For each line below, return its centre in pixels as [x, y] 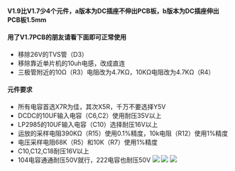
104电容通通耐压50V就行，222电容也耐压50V [84, 160]
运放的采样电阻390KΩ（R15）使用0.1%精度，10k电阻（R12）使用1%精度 [123, 133]
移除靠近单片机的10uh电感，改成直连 [71, 63]
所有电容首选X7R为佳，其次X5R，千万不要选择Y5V [92, 107]
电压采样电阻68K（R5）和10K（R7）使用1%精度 [88, 142]
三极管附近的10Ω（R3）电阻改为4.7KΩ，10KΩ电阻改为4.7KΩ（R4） [116, 72]
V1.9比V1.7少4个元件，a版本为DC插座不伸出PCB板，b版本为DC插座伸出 [114, 11]
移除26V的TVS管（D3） [53, 54]
